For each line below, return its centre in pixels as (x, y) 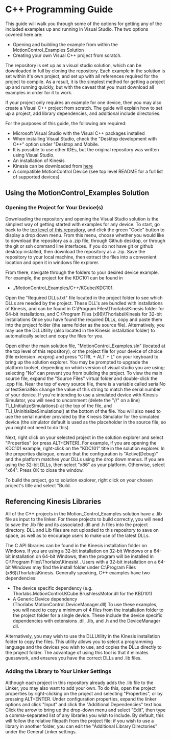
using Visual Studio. (33, 155)
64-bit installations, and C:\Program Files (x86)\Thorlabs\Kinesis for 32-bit (84, 314)
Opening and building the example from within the (65, 44)
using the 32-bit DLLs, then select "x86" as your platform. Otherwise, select (85, 465)
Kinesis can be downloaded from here (53, 166)
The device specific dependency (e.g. (53, 588)
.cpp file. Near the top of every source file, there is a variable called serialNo (86, 384)
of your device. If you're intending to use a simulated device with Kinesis (82, 395)
